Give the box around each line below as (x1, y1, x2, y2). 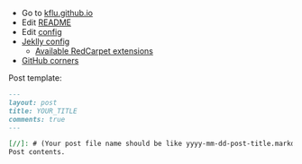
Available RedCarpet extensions (34, 46, 154, 56)
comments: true (8, 115, 66, 124)
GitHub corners (21, 56, 79, 65)
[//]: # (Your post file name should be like (8, 139, 182, 149)
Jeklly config (21, 36, 70, 47)
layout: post (8, 98, 58, 107)
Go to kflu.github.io (21, 8, 94, 18)
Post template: (8, 73, 62, 83)
